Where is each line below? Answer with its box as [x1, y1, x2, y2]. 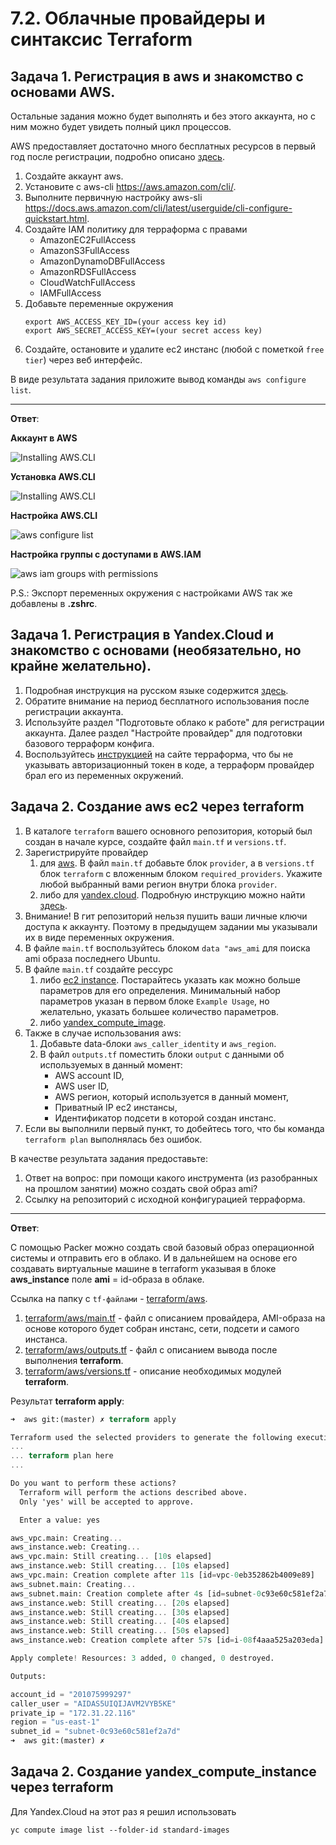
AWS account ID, [54, 1069, 125, 1081]
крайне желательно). [10, 658, 152, 675]
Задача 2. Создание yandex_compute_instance [10, 1763, 317, 1781]
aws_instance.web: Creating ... [10, 1542, 141, 1552]
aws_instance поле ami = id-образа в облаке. [10, 1273, 205, 1285]
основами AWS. [10, 83, 116, 101]
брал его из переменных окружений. [24, 769, 184, 781]
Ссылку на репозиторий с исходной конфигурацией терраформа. [24, 1193, 306, 1205]
